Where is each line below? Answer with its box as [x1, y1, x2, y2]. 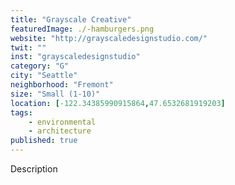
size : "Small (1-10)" [10, 89, 101, 99]
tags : [10, 107, 33, 118]
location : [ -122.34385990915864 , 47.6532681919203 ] [10, 98, 226, 108]
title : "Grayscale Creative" [10, 14, 132, 25]
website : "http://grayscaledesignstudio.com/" [10, 33, 208, 43]
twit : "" [10, 42, 47, 53]
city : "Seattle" [10, 71, 78, 81]
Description [10, 163, 58, 175]
